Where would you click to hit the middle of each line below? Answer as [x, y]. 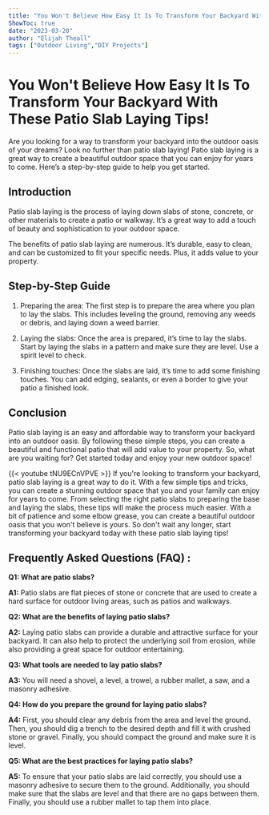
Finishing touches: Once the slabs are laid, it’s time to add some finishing [140, 370]
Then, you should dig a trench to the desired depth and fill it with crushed [129, 728]
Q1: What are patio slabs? [52, 577]
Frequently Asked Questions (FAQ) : [100, 558]
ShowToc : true [32, 23]
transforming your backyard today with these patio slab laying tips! [118, 533]
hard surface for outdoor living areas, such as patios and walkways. [120, 601]
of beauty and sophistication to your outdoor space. [94, 228]
